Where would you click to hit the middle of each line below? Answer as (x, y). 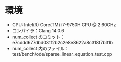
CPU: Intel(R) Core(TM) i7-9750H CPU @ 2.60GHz (64, 24)
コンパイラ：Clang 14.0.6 (38, 30)
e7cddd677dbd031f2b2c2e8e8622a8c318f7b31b (63, 42)
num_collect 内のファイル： (40, 48)
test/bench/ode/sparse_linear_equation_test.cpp (62, 54)
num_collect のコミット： (38, 37)
